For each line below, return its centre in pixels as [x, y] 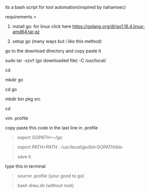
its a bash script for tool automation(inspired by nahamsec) [66, 7]
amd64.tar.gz [26, 32]
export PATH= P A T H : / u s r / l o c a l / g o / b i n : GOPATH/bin [70, 147]
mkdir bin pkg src [23, 99]
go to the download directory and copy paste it [53, 51]
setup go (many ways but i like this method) [57, 41]
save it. [25, 157]
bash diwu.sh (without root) [45, 185]
